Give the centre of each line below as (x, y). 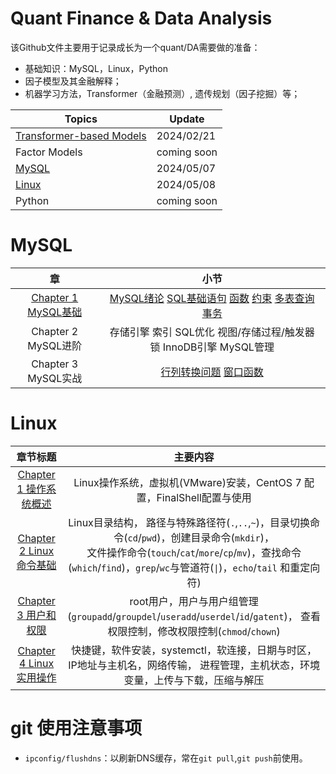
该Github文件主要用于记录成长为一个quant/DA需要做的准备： (135, 47)
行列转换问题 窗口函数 (212, 372)
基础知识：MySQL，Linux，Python (96, 68)
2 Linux (37, 550)
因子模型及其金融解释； (73, 81)
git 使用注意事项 (76, 728)
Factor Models (49, 152)
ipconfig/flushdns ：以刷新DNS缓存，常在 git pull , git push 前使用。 (166, 758)
